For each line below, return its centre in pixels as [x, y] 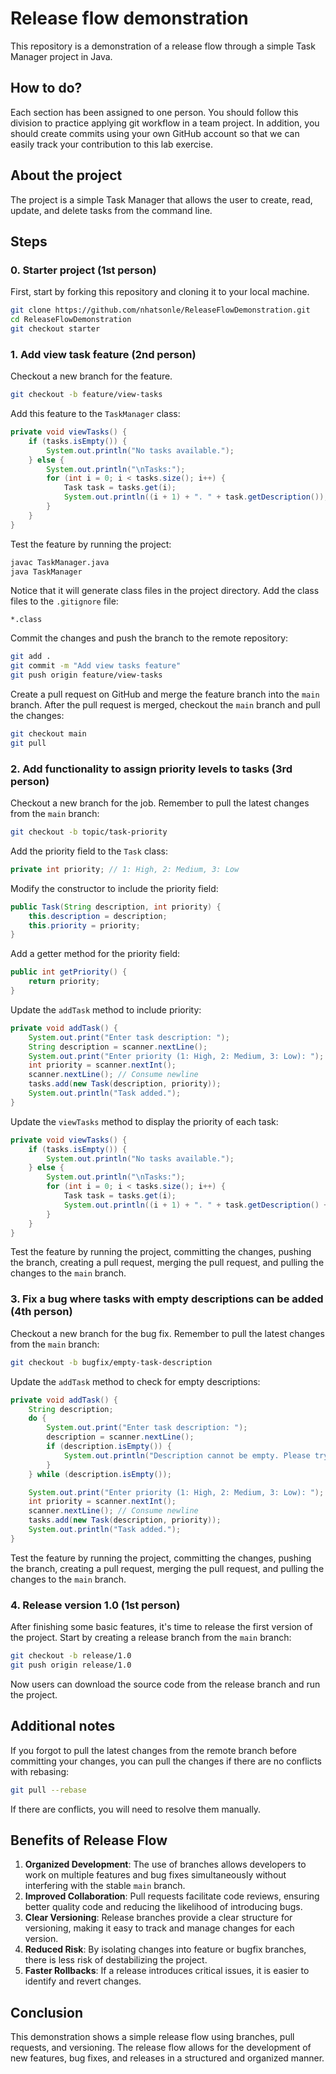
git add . [31, 657]
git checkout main [48, 734]
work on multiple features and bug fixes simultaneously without [155, 1875]
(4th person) [41, 1312]
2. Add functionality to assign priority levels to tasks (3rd [151, 769]
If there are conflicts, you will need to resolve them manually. [136, 1809]
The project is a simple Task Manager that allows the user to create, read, [161, 199]
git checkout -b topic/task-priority [89, 832]
